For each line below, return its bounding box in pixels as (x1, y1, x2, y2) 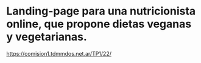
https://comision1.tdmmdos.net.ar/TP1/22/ (6, 50, 111, 57)
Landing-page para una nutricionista (6, 4, 196, 18)
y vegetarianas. (6, 30, 87, 44)
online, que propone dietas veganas (6, 17, 192, 31)
